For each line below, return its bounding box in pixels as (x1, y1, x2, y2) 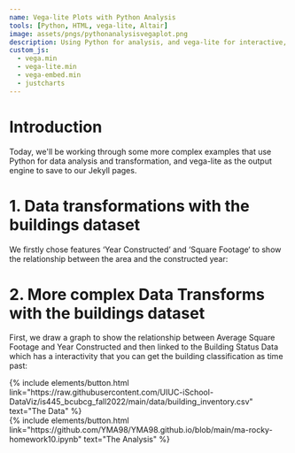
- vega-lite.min (17, 63, 77, 72)
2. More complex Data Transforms (9, 284, 266, 304)
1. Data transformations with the (9, 196, 250, 216)
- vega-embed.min (17, 71, 82, 80)
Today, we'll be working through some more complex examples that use (9, 146, 272, 157)
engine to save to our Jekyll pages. (9, 165, 137, 175)
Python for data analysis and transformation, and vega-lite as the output (9, 156, 273, 166)
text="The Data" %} (9, 406, 82, 417)
